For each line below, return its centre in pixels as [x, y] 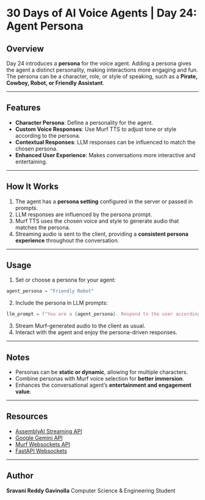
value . [23, 391]
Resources [27, 416]
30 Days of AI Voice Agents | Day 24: [102, 13]
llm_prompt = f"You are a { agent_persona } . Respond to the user [90, 314]
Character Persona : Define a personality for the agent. [84, 122]
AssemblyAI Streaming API [49, 431]
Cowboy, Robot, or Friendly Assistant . [56, 83]
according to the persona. [48, 135]
